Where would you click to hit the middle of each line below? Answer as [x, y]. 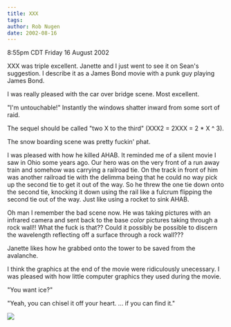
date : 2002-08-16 [32, 33]
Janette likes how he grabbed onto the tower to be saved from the [101, 248]
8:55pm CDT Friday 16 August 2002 [58, 53]
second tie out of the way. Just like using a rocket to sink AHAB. [98, 200]
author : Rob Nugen [34, 26]
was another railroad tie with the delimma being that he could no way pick [112, 177]
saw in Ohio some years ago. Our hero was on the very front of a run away [113, 163]
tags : [15, 20]
